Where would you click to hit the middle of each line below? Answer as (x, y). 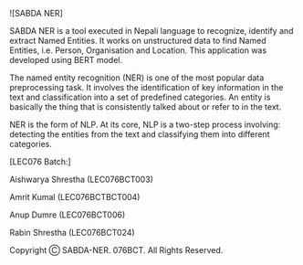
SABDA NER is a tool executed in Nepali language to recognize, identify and (151, 31)
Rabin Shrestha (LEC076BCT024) (72, 233)
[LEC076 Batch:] (40, 162)
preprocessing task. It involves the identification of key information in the (146, 87)
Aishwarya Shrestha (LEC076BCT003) (81, 179)
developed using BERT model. (66, 60)
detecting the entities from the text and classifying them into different (140, 134)
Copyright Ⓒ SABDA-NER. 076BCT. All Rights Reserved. (116, 250)
